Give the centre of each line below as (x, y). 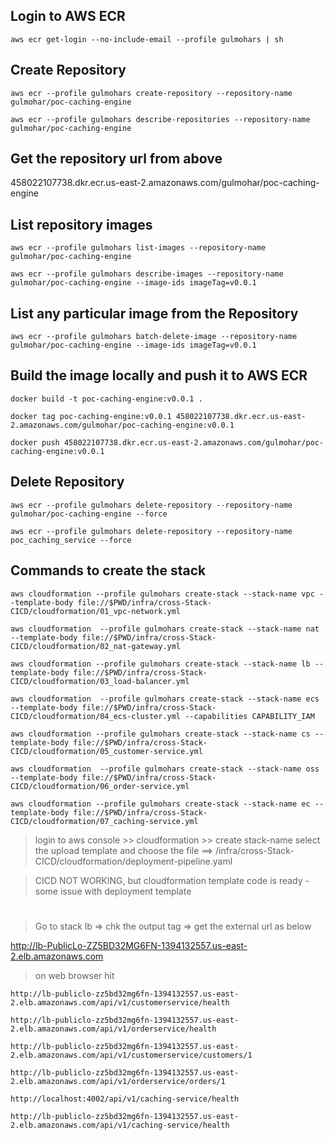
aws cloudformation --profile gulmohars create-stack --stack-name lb (160, 664)
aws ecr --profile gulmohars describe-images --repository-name (147, 274)
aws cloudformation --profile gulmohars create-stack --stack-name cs (160, 734)
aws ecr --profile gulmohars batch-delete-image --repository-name (154, 337)
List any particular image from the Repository (154, 313)
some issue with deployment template (113, 891)
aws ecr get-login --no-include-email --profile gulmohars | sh (147, 39)
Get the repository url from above (116, 159)
